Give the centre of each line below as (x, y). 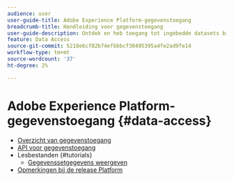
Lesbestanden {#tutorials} (55, 155)
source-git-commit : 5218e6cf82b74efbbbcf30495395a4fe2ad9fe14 (99, 46)
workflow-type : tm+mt (39, 53)
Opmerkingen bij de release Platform (70, 170)
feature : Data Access (39, 40)
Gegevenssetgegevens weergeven (77, 162)
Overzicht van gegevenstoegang (64, 140)
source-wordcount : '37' (42, 59)
